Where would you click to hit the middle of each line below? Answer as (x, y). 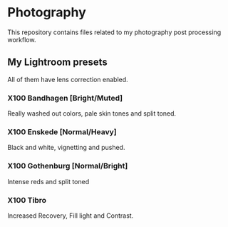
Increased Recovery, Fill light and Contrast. (71, 216)
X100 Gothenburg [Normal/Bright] (68, 166)
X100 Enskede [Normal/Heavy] (62, 131)
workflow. (22, 39)
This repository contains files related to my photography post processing (114, 32)
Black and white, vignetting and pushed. (66, 148)
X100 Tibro (27, 200)
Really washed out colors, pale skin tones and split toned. (92, 113)
